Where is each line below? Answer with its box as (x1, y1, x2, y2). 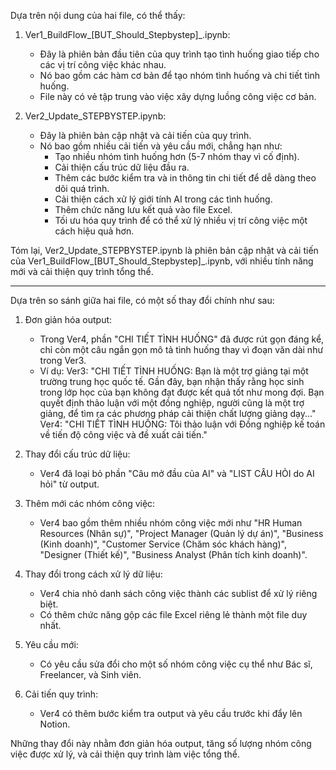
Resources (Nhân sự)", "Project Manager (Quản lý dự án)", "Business (39, 528, 324, 539)
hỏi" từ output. (39, 478, 100, 490)
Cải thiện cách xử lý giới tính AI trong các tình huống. (54, 193, 273, 205)
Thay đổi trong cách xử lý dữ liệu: (24, 568, 163, 580)
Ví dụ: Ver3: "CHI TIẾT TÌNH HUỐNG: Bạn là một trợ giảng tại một (39, 365, 309, 377)
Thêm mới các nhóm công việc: (24, 498, 156, 509)
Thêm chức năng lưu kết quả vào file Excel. (54, 204, 233, 215)
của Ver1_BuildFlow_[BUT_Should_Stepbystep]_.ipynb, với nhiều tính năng (10, 255, 314, 267)
